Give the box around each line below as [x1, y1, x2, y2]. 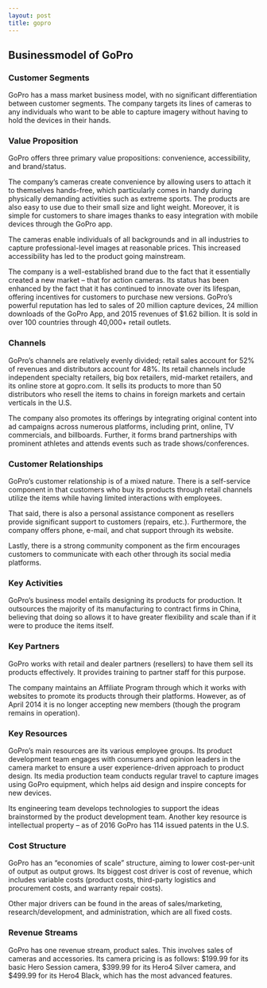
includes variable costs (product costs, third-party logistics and [8, 875, 216, 885]
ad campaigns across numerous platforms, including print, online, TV [8, 422, 234, 431]
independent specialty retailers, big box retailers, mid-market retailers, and [8, 372, 253, 382]
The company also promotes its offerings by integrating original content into [8, 413, 257, 423]
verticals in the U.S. [8, 398, 72, 407]
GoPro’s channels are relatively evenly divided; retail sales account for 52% [8, 355, 255, 365]
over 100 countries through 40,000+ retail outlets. [8, 318, 172, 327]
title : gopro [8, 19, 52, 27]
